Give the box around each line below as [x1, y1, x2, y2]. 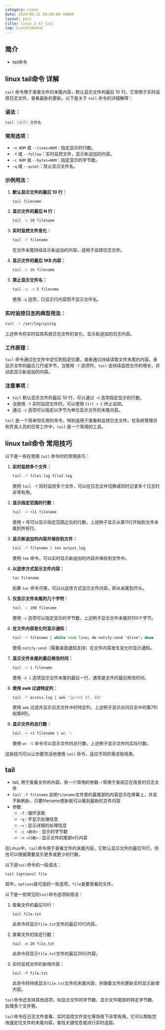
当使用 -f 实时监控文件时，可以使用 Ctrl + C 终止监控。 [12, 400, 126, 407]
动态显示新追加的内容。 [5, 369, 53, 375]
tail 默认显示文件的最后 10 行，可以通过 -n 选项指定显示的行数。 [12, 394, 144, 400]
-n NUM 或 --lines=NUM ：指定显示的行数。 [12, 145, 96, 151]
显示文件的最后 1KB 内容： [12, 257, 66, 264]
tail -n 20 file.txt [12, 941, 55, 947]
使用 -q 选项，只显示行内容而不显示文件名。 [12, 296, 101, 302]
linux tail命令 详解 [5, 75, 60, 83]
